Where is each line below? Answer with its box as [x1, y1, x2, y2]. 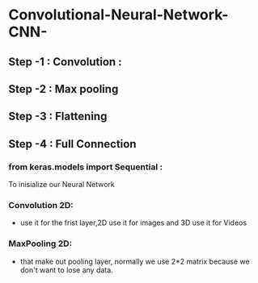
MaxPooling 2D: [8, 238, 73, 249]
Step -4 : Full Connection [8, 137, 137, 151]
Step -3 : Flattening [8, 110, 108, 123]
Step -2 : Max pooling [8, 82, 119, 96]
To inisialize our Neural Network [8, 180, 115, 189]
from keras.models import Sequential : [8, 161, 163, 173]
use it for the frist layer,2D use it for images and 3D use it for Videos [19, 218, 247, 227]
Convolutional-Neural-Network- [8, 6, 229, 24]
